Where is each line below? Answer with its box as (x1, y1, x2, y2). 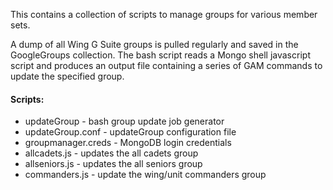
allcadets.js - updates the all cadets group (24, 147, 199, 159)
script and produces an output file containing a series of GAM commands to (10, 60, 323, 71)
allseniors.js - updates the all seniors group (24, 158, 203, 170)
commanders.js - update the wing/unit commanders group (24, 169, 267, 181)
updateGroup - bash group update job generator (24, 115, 225, 128)
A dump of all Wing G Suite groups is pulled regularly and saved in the (10, 39, 299, 50)
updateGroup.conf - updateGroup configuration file (24, 126, 237, 138)
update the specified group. (10, 70, 125, 82)
